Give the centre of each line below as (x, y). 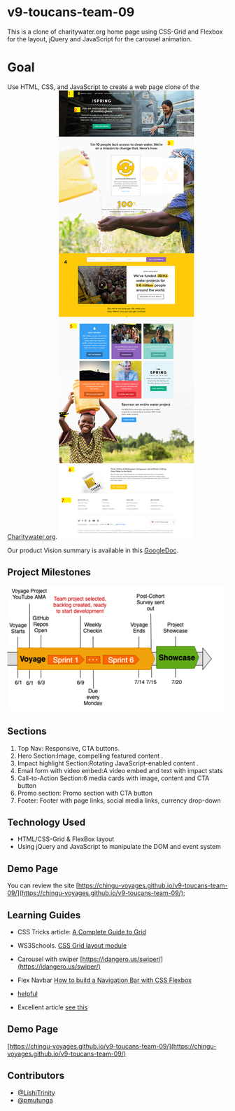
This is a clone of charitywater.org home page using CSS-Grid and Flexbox (115, 32)
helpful (28, 993)
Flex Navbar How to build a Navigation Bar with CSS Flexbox (105, 980)
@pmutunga (35, 1100)
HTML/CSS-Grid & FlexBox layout (66, 839)
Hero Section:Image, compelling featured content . (90, 756)
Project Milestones (49, 572)
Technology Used (47, 822)
